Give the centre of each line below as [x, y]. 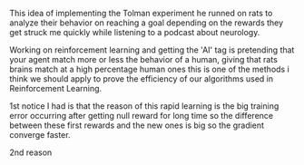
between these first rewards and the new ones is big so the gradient [137, 125]
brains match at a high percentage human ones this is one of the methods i [150, 69]
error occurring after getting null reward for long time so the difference [142, 116]
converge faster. [40, 135]
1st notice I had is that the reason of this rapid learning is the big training [144, 106]
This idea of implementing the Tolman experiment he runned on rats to [141, 13]
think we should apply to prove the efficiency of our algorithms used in [142, 79]
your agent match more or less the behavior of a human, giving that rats [144, 59]
